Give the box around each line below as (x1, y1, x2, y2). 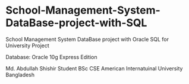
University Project (5, 42, 50, 49)
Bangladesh (5, 71, 35, 78)
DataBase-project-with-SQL (5, 16, 147, 30)
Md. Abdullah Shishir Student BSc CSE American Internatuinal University (5, 64, 183, 72)
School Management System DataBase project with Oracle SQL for (5, 35, 169, 43)
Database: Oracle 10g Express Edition (5, 53, 97, 60)
